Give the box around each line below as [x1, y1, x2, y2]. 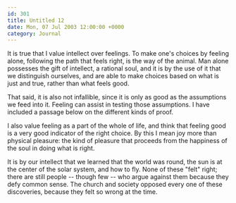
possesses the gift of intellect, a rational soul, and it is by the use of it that [7, 64, 221, 73]
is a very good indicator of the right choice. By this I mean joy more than [7, 129, 217, 137]
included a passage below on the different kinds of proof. [7, 108, 174, 116]
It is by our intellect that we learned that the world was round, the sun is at [7, 158, 223, 166]
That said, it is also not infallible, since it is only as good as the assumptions [7, 93, 227, 101]
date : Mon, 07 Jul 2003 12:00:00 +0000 [7, 23, 125, 30]
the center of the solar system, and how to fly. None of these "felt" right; [7, 165, 218, 173]
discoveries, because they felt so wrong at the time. [7, 187, 158, 196]
